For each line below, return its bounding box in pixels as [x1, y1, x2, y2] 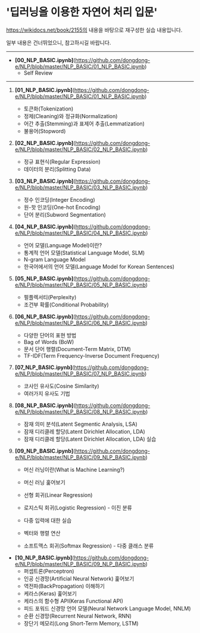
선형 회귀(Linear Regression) [23, 491, 93, 499]
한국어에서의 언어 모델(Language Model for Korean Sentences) [23, 263, 174, 270]
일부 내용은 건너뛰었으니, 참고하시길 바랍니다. [6, 39, 111, 46]
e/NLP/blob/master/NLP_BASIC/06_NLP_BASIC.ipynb [14, 319, 146, 326]
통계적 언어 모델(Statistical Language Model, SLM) [23, 249, 145, 256]
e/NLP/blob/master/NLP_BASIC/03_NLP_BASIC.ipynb [14, 183, 146, 191]
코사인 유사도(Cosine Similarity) [23, 382, 99, 389]
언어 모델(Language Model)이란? [23, 241, 102, 248]
